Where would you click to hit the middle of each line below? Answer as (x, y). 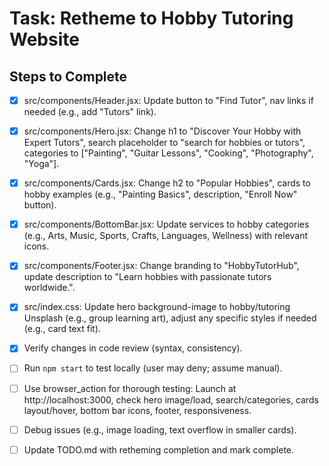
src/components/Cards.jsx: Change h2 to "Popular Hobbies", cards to (167, 183)
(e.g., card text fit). (62, 329)
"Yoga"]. (41, 164)
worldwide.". (49, 288)
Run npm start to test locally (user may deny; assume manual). (153, 368)
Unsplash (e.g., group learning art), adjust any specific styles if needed (170, 318)
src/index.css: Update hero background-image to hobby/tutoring (157, 307)
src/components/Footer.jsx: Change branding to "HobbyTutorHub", (161, 266)
